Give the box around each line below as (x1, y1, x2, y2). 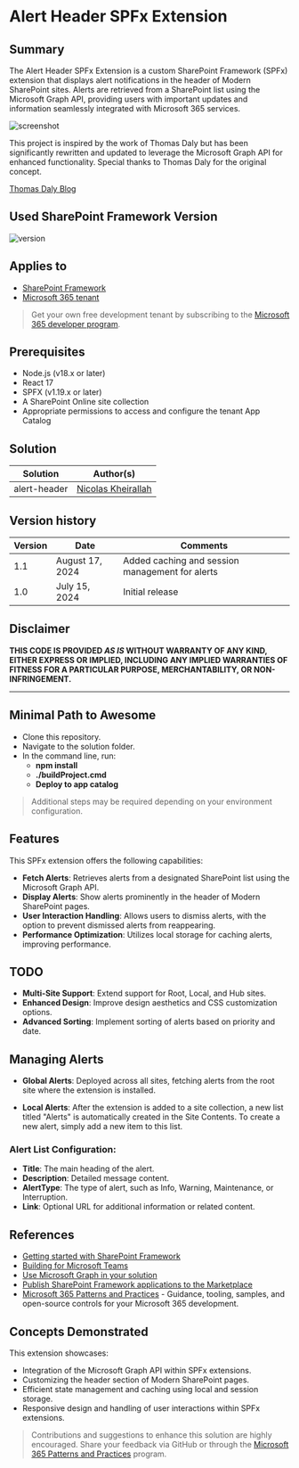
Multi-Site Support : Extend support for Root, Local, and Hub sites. (21, 988, 267, 999)
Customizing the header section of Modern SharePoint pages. (21, 1374, 250, 1385)
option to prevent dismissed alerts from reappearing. (21, 920, 216, 931)
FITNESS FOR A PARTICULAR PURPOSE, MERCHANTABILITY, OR (9, 664, 253, 675)
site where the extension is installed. (21, 1085, 156, 1095)
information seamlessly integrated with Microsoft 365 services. (9, 103, 241, 113)
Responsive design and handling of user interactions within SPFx (21, 1403, 261, 1414)
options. (21, 1007, 53, 1018)
